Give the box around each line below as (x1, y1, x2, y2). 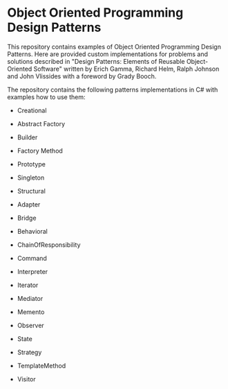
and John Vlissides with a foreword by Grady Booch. (7, 71, 157, 80)
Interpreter (17, 267, 48, 275)
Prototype (17, 159, 46, 168)
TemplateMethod (17, 361, 66, 370)
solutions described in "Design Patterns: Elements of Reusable (7, 57, 185, 65)
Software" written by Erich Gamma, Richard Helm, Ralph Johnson (33, 64, 220, 73)
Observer (17, 321, 45, 329)
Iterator (17, 281, 39, 289)
